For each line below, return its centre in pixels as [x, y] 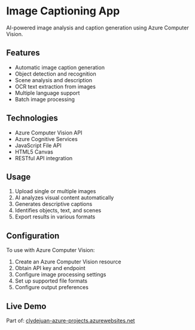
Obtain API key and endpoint [50, 268]
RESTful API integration [44, 158]
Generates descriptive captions [54, 204]
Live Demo [26, 306]
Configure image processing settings [60, 275]
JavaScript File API [38, 145]
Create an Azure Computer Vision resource [68, 262]
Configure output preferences [51, 287]
